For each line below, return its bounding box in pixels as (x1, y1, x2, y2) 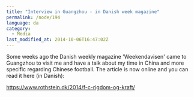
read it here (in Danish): (6, 72, 65, 79)
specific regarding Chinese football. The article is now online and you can (6, 66, 189, 72)
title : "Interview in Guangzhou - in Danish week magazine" (6, 8, 160, 15)
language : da (6, 20, 39, 26)
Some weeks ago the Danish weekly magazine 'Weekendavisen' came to (6, 53, 187, 60)
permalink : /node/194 (6, 14, 61, 20)
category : (6, 25, 31, 32)
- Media (11, 31, 31, 37)
